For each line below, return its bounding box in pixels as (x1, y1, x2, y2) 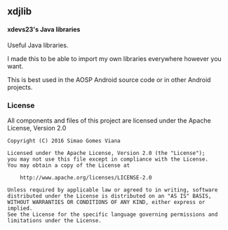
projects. (7, 83, 33, 91)
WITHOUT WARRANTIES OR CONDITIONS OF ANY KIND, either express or (7, 198, 206, 205)
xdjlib (7, 6, 32, 18)
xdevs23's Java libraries (7, 25, 81, 34)
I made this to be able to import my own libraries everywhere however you (7, 54, 222, 62)
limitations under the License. (7, 217, 102, 224)
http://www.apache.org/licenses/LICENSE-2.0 (20, 174, 152, 181)
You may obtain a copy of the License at (7, 161, 130, 169)
